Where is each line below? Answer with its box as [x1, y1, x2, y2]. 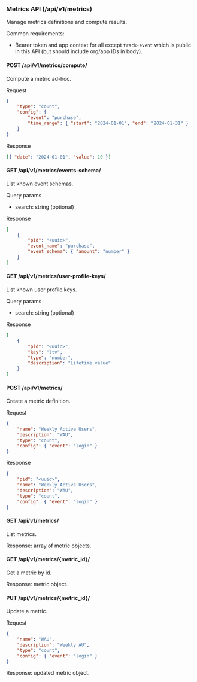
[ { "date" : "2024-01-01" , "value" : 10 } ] [6, 154, 111, 160]
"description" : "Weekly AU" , [17, 642, 90, 648]
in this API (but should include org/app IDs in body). [14, 48, 143, 55]
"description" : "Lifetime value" [28, 360, 111, 366]
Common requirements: [6, 30, 65, 37]
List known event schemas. [6, 180, 74, 187]
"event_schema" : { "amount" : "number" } [28, 249, 130, 255]
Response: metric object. [6, 581, 68, 588]
